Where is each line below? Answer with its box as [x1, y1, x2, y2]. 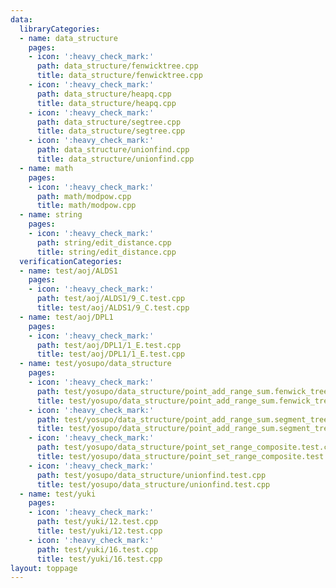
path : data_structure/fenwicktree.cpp [36, 61, 199, 71]
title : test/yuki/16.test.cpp [36, 554, 163, 564]
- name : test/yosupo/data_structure [19, 359, 172, 369]
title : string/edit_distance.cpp [36, 247, 177, 257]
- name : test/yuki [19, 489, 97, 499]
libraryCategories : [19, 24, 101, 34]
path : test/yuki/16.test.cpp [36, 544, 159, 555]
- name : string [19, 210, 83, 220]
